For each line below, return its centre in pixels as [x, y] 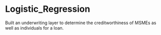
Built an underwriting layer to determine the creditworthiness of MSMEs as [81, 23]
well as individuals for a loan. [34, 28]
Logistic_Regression [48, 9]
